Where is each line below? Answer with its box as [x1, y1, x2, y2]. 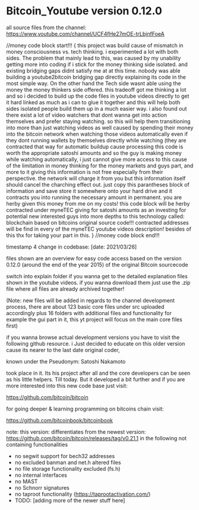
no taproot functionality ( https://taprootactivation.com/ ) [14, 490, 151, 497]
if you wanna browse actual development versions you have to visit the [6, 334, 180, 341]
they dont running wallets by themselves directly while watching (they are [6, 136, 187, 144]
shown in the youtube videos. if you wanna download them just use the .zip [6, 279, 191, 286]
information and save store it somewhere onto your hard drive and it [6, 187, 172, 194]
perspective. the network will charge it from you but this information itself [6, 175, 186, 182]
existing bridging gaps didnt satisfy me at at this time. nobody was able [6, 67, 181, 74]
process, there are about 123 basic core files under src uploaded [6, 303, 165, 310]
